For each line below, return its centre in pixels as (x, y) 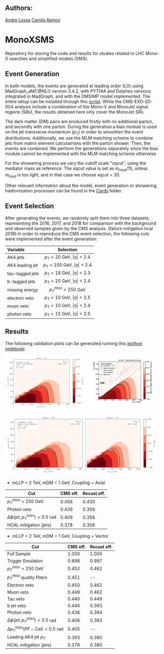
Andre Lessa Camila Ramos (33, 20)
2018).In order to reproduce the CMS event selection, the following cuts (77, 234)
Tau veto (16, 599)
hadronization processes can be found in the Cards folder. (64, 190)
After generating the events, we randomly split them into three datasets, (78, 218)
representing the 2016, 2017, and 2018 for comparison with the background (81, 223)
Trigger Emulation (25, 561)
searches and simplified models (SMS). (49, 58)
